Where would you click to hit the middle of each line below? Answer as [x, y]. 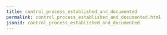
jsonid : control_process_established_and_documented [73, 23]
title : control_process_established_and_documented [72, 12]
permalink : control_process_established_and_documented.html [84, 17]
